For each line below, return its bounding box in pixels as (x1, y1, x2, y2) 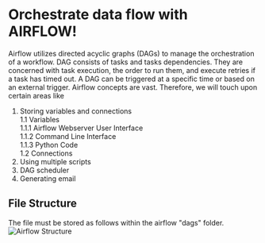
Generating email (19, 173, 76, 183)
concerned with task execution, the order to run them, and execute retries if (8, 65, 256, 75)
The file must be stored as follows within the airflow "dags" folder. (8, 218, 225, 227)
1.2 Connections (19, 148, 73, 158)
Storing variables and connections (19, 106, 132, 116)
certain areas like (8, 91, 65, 100)
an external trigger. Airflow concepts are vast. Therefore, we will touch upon (8, 82, 258, 92)
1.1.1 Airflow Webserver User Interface (19, 123, 144, 133)
